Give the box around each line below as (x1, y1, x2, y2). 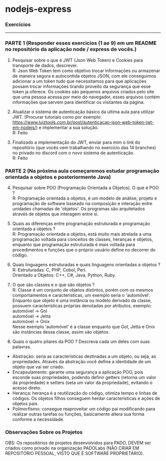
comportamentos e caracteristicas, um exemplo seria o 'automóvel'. (12, 293, 151, 298)
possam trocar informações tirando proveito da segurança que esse (12, 83, 151, 89)
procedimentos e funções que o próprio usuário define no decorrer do (12, 247, 156, 253)
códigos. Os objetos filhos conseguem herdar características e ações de (12, 395, 161, 401)
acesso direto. (12, 385, 41, 391)
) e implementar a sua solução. (36, 125, 99, 130)
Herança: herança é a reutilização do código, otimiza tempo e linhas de (12, 390, 158, 396)
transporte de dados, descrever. (12, 62, 78, 68)
